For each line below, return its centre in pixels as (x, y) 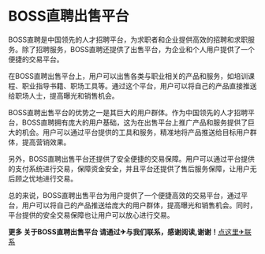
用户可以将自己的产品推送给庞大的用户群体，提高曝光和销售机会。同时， (139, 205)
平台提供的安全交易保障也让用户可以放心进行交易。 (91, 215)
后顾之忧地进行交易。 (43, 178)
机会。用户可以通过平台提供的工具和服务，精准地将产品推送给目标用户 (136, 132)
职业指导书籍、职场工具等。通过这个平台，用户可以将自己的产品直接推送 (139, 86)
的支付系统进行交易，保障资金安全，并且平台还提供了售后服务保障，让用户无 (132, 168)
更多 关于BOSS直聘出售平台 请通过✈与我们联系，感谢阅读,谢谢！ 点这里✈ (127, 232)
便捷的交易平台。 (36, 59)
